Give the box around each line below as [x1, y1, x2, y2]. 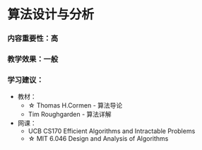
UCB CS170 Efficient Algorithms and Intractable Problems [28, 127, 196, 135]
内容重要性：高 [7, 33, 59, 43]
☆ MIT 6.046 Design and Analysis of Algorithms [28, 134, 169, 143]
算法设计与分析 [7, 6, 95, 23]
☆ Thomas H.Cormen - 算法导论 [28, 101, 123, 110]
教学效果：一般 [7, 54, 59, 64]
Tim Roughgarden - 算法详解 [28, 110, 112, 119]
